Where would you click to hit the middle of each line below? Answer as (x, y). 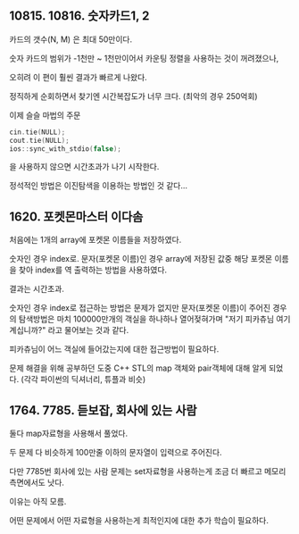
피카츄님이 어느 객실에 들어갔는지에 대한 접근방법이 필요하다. (114, 349)
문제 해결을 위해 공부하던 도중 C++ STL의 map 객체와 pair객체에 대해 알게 (138, 368)
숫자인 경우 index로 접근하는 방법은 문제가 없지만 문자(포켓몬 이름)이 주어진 (140, 308)
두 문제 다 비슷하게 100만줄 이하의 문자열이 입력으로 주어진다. (116, 453)
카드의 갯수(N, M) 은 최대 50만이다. (71, 39)
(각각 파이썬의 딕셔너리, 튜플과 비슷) (83, 380)
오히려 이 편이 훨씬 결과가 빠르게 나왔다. (78, 77)
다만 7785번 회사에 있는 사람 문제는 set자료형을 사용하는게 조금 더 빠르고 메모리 (148, 471)
